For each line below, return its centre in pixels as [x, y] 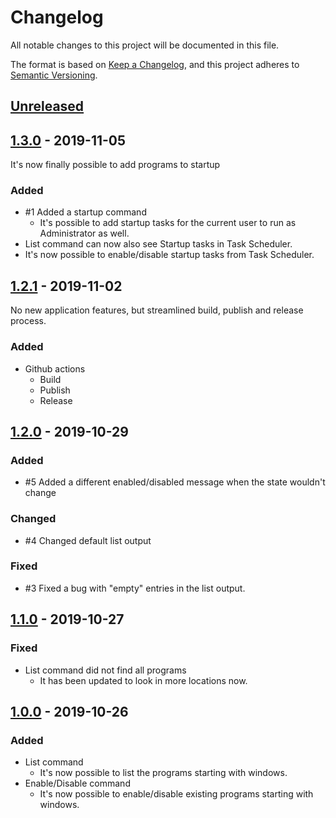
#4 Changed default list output [88, 540]
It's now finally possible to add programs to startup [115, 165]
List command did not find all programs [105, 670]
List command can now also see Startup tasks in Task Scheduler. [158, 244]
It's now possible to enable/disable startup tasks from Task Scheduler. [169, 255]
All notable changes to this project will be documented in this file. [145, 45]
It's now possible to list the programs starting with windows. [163, 773]
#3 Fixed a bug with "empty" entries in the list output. [135, 588]
